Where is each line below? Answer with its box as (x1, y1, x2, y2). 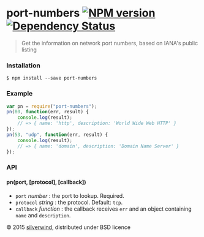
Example (6, 89, 33, 98)
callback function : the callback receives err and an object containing (15, 205, 192, 213)
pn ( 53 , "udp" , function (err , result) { (6, 132, 108, 138)
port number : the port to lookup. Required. (15, 192, 124, 199)
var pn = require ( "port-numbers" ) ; (6, 103, 97, 110)
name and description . (15, 211, 71, 219)
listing (21, 46, 37, 53)
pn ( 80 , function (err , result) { (6, 109, 89, 115)
